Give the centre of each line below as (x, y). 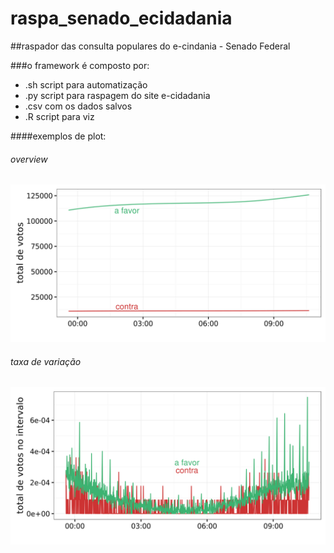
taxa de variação (46, 361)
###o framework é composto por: (80, 65)
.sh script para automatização (86, 84)
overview (29, 159)
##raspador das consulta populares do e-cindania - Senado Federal (150, 46)
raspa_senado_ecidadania (121, 18)
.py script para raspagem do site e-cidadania (117, 95)
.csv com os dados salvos (78, 106)
